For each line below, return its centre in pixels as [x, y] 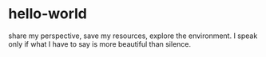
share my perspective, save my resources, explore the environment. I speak [133, 36]
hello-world [48, 14]
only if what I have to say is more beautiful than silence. [100, 44]
